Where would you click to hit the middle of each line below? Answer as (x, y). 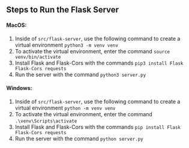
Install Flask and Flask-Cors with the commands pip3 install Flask (99, 63)
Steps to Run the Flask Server (62, 10)
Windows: (19, 88)
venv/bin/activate (38, 57)
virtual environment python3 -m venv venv (67, 45)
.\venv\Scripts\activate (46, 121)
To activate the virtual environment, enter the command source (92, 51)
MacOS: (16, 25)
